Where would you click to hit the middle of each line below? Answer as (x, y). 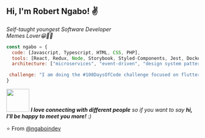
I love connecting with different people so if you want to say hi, (111, 110)
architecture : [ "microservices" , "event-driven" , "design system (97, 64)
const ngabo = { (27, 47)
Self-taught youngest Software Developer (59, 29)
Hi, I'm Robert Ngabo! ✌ (52, 11)
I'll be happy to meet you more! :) (49, 117)
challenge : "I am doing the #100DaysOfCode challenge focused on (94, 75)
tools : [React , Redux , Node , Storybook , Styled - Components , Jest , (98, 58)
